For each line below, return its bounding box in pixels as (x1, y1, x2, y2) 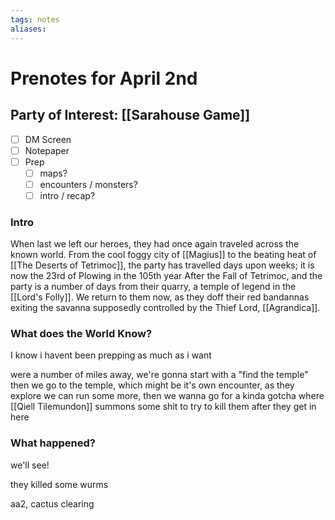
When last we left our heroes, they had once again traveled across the (10, 238, 300, 250)
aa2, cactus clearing (10, 497, 95, 510)
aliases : (10, 24, 47, 34)
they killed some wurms (10, 478, 109, 490)
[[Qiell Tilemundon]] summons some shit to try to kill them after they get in (10, 401, 317, 413)
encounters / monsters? (39, 178, 138, 190)
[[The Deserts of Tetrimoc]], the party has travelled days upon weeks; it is (10, 259, 315, 271)
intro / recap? (39, 189, 96, 201)
